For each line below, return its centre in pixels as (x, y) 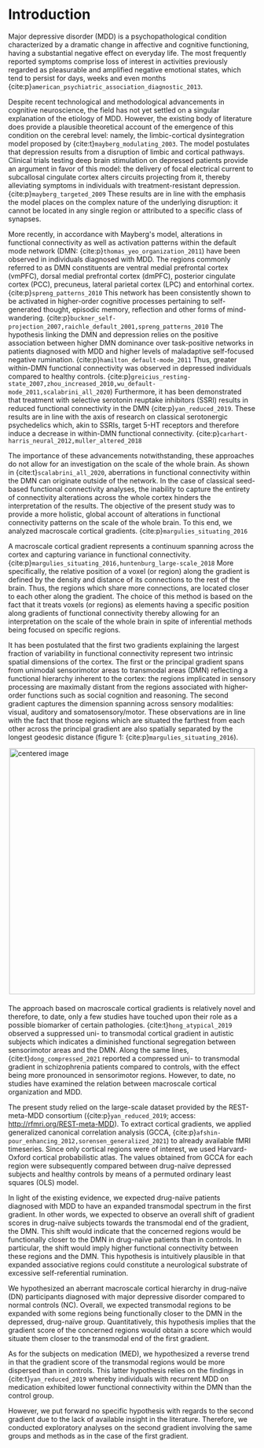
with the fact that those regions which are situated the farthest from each (126, 720)
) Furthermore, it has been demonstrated (176, 391)
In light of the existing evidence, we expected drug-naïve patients (114, 1198)
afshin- (209, 1133)
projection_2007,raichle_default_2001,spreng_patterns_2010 (109, 327)
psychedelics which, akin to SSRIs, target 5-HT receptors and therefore (124, 425)
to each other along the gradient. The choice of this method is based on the (130, 596)
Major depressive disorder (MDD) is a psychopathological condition (117, 36)
